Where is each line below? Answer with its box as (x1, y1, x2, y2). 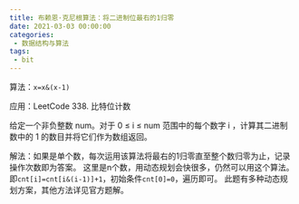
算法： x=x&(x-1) (9, 82, 71, 92)
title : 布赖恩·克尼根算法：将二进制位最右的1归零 (9, 13, 175, 23)
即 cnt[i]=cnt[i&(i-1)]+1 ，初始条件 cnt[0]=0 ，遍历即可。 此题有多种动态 (9, 173, 281, 184)
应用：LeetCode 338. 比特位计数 (9, 101, 131, 112)
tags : (9, 47, 30, 56)
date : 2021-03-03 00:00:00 (9, 22, 111, 31)
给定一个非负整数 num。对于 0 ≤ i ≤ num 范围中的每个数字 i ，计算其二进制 (9, 120, 288, 131)
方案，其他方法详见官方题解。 (16, 185, 129, 195)
